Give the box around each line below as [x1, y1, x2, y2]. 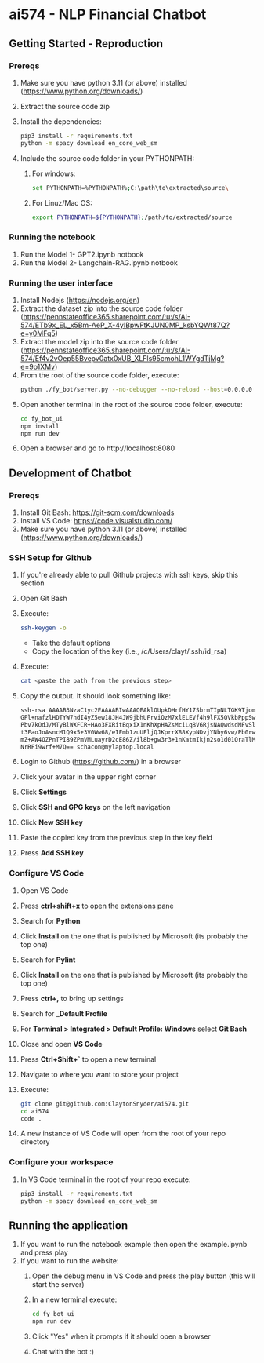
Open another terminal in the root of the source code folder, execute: [20, 399, 243, 409]
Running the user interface [9, 277, 113, 288]
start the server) [31, 1280, 85, 1289]
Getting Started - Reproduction [9, 37, 164, 50]
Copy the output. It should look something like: [20, 691, 172, 701]
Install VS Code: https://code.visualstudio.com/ [20, 516, 173, 526]
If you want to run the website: [20, 1256, 119, 1266]
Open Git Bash [20, 594, 67, 603]
